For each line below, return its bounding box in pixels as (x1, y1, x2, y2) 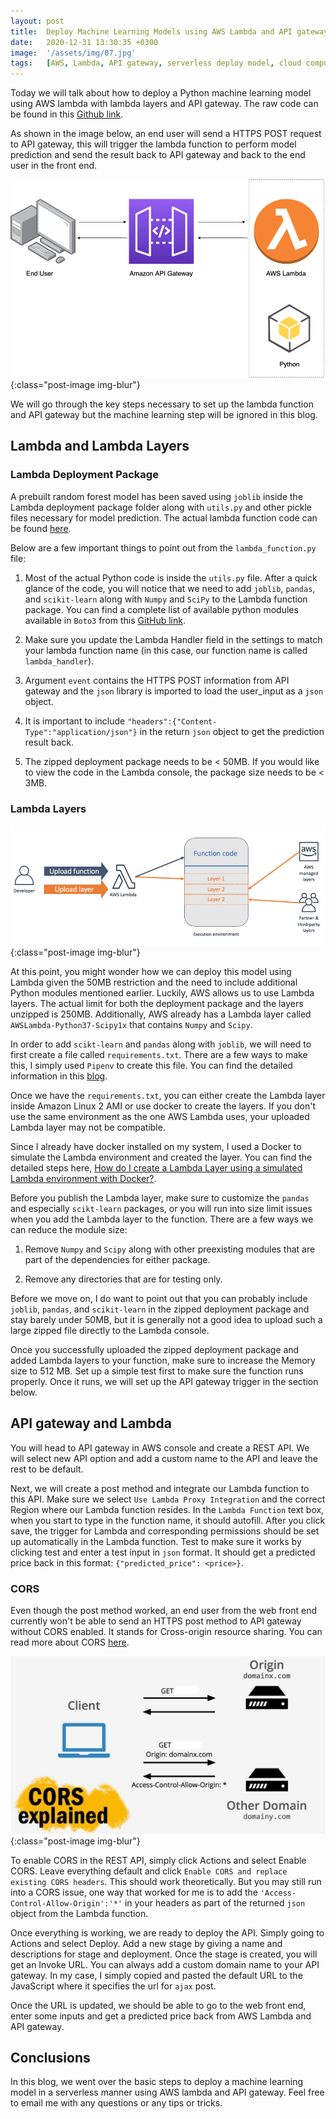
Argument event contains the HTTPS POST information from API (24, 674, 290, 686)
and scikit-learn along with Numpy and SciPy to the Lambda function (24, 593, 308, 605)
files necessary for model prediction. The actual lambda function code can (10, 511, 318, 524)
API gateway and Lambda (10, 1415, 172, 1432)
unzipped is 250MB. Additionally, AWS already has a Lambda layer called (10, 1008, 312, 1020)
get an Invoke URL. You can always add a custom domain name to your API (10, 1958, 320, 1970)
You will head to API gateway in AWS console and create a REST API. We (10, 1441, 310, 1454)
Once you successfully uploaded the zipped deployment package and (10, 1343, 300, 1355)
